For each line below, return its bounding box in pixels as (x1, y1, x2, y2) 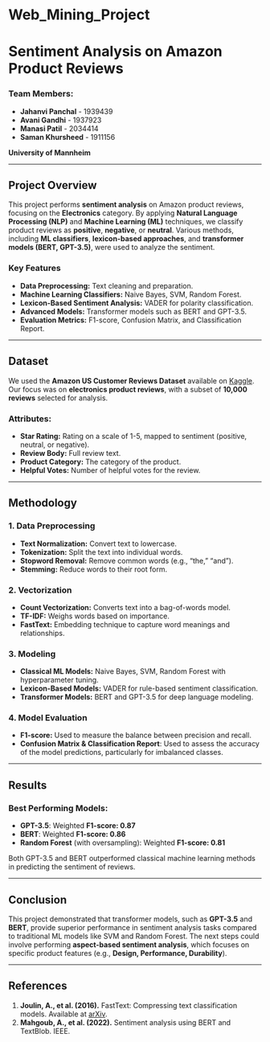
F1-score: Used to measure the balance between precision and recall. (19, 730, 252, 740)
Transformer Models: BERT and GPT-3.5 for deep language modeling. (19, 692, 254, 702)
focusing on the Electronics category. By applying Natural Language (8, 208, 238, 218)
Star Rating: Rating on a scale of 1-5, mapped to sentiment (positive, (19, 431, 247, 441)
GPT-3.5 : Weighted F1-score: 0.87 (19, 821, 136, 831)
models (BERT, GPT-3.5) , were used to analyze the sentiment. (8, 243, 215, 252)
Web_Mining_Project (8, 6, 150, 24)
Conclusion (8, 892, 67, 906)
